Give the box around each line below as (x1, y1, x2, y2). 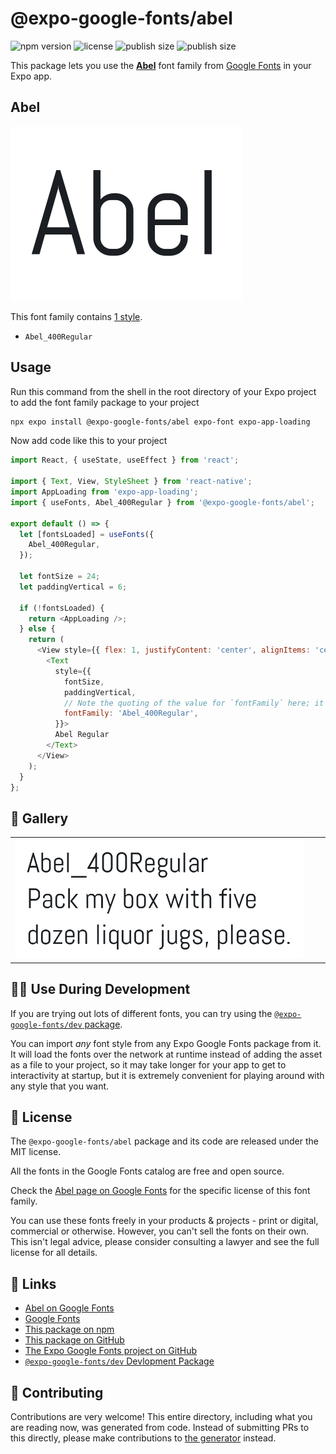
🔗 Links (10, 1275, 57, 1292)
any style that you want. (10, 1080, 110, 1092)
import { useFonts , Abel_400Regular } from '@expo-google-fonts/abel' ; (10, 497, 315, 507)
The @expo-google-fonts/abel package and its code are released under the (10, 1135, 320, 1147)
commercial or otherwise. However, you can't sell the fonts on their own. (10, 1225, 309, 1237)
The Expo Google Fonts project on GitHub (24, 1345, 197, 1357)
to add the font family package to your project (10, 396, 200, 408)
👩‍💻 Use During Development (10, 981, 191, 998)
